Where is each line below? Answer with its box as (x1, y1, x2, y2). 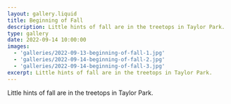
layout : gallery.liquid (7, 10, 77, 18)
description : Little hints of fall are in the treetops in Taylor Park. (7, 23, 225, 30)
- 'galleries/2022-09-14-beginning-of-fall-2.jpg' (13, 56, 166, 63)
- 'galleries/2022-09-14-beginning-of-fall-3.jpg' (13, 63, 166, 70)
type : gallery (7, 30, 49, 37)
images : (7, 43, 30, 50)
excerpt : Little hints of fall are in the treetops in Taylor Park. (7, 69, 213, 76)
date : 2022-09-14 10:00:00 (7, 37, 87, 44)
